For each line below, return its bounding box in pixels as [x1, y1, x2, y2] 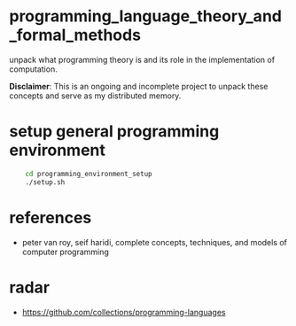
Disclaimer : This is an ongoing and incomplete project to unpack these [9, 81, 269, 91]
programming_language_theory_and [9, 6, 282, 27]
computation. [9, 64, 58, 74]
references [9, 207, 92, 228]
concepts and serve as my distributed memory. [9, 90, 182, 101]
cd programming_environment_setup [25, 169, 152, 178]
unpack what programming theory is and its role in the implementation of [9, 54, 276, 65]
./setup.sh [25, 177, 66, 187]
